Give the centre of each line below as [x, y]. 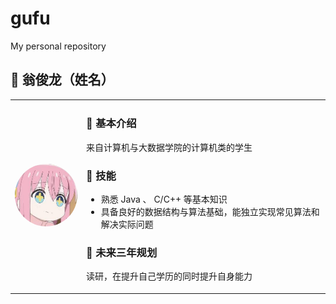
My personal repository [58, 46]
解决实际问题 [127, 224]
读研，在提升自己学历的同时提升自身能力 [169, 276]
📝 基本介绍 [111, 124]
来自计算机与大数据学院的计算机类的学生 [169, 147]
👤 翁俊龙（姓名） [62, 80]
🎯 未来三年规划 [122, 253]
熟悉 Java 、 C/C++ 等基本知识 [164, 199]
